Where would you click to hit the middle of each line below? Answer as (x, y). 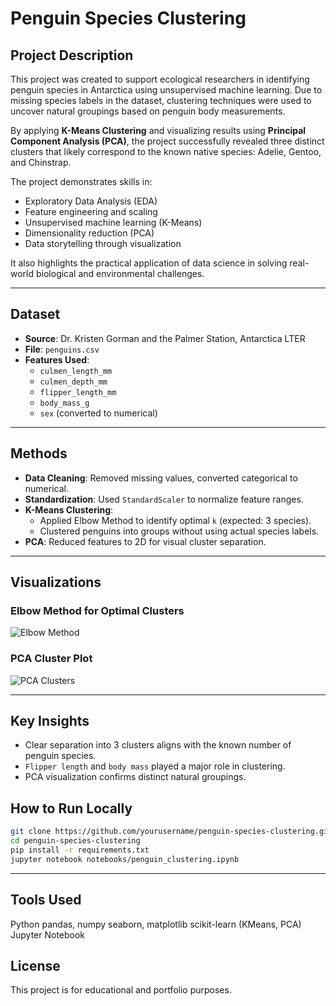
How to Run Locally (71, 808)
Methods (39, 453)
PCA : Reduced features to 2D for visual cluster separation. (145, 541)
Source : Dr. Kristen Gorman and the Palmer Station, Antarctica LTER (165, 338)
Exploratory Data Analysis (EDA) (91, 201)
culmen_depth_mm (73, 382)
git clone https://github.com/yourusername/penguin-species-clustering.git (171, 832)
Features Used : (57, 359)
